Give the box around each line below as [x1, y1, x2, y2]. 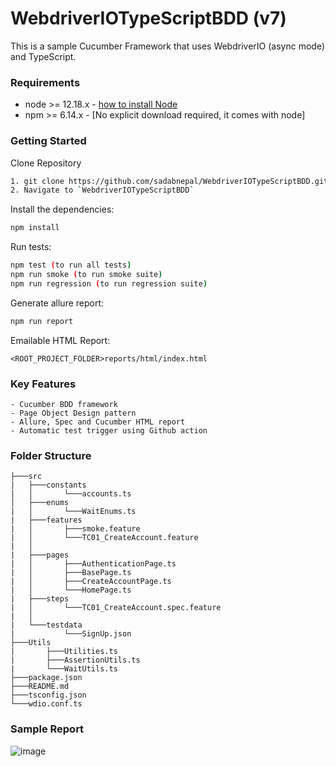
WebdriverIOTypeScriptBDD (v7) [10, 7, 287, 30]
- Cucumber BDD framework [10, 399, 118, 409]
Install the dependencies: [10, 203, 115, 216]
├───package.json [10, 673, 83, 683]
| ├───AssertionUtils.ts [10, 655, 141, 666]
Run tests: [10, 241, 52, 253]
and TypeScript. [10, 50, 77, 62]
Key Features [10, 377, 77, 391]
